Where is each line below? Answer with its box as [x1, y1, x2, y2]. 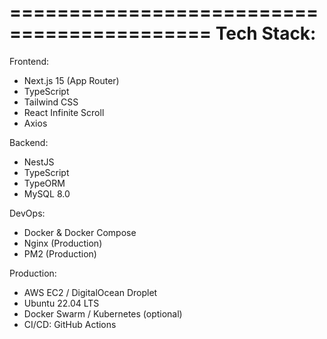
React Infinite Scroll [23, 106, 105, 118]
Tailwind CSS [23, 96, 79, 108]
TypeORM [23, 177, 66, 189]
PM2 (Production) [23, 247, 97, 260]
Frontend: [9, 55, 50, 67]
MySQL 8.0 [23, 187, 71, 200]
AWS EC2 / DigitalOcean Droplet [23, 286, 158, 298]
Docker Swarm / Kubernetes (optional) [23, 307, 183, 320]
